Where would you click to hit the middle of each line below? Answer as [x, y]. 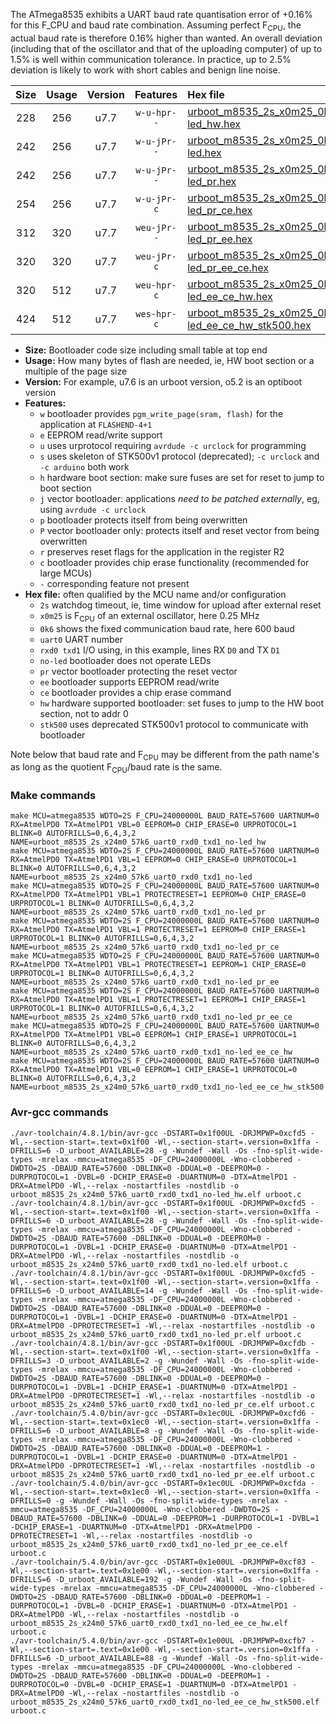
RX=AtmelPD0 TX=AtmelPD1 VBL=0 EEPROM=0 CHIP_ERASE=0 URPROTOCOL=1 [154, 825]
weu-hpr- [156, 285]
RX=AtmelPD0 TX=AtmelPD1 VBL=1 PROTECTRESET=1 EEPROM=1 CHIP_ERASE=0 [158, 965]
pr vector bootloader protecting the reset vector [138, 671]
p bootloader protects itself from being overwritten [143, 520]
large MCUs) [66, 573]
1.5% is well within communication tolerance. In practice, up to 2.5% [151, 59]
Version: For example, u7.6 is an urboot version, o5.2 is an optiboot [163, 381]
